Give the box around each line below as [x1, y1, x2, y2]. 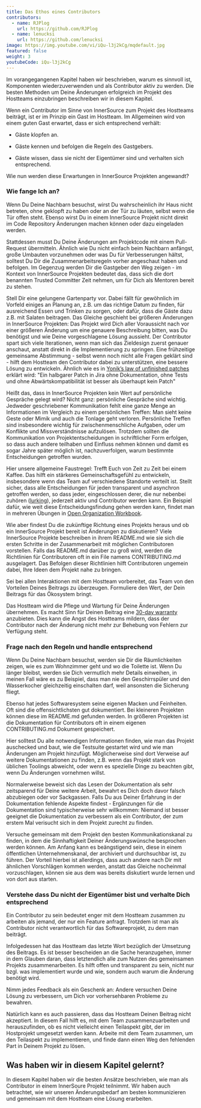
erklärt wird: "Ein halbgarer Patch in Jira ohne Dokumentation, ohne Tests [6, 371, 188, 378]
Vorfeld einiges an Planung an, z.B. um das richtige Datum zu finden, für [6, 301, 185, 308]
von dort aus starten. [6, 876, 58, 883]
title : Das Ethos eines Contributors [6, 8, 101, 15]
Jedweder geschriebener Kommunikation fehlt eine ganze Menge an [6, 402, 176, 409]
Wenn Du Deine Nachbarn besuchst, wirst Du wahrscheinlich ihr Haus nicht [6, 201, 193, 208]
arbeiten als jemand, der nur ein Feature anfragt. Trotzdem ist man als [6, 918, 179, 925]
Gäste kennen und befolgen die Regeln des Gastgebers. [14, 143, 154, 150]
